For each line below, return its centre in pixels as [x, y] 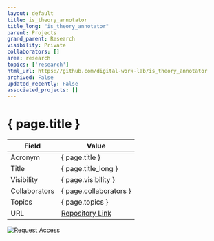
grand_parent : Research [41, 39]
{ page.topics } [85, 202]
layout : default [30, 13]
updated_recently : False [43, 84]
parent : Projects [32, 33]
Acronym [25, 157]
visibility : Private [37, 45]
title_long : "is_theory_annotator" [58, 26]
